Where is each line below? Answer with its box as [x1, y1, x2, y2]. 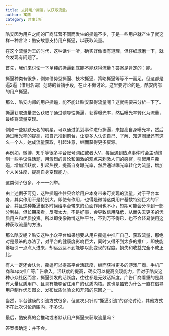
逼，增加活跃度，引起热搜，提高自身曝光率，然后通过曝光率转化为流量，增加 [5, 162, 164, 169]
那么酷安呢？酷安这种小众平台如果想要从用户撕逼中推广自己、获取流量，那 [5, 232, 159, 238]
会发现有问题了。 [5, 54, 41, 60]
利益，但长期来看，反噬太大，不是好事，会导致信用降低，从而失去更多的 [9, 209, 159, 215]
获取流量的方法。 [9, 222, 45, 228]
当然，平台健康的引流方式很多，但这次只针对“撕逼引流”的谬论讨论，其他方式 [5, 298, 163, 304]
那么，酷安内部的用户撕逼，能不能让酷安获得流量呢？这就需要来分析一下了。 [5, 99, 164, 105]
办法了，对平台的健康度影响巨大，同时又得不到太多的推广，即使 [27, 238, 159, 244]
